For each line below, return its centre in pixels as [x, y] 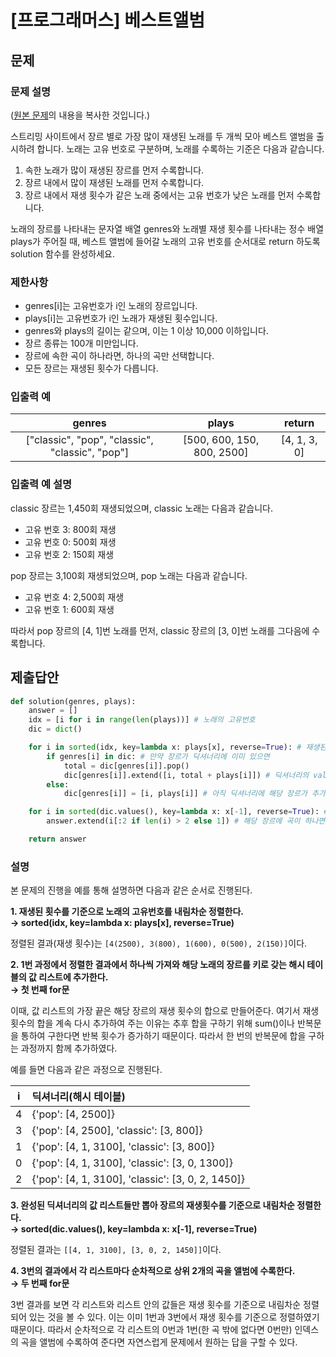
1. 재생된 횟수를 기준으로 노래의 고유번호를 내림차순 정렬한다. [127, 912]
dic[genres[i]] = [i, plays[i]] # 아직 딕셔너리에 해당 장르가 [185, 794]
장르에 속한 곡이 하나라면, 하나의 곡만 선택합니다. [119, 356]
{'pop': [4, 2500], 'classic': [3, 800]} [117, 1131]
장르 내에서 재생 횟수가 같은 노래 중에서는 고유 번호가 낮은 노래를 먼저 [159, 195]
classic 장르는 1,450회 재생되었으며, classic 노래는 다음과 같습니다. [141, 508]
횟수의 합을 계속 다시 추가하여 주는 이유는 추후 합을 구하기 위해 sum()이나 [152, 1023]
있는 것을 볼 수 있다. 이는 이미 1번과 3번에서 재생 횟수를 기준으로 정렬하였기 [174, 1317]
